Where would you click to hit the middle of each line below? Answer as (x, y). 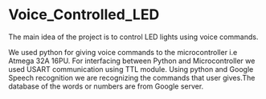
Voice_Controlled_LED (84, 15)
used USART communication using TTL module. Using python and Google (131, 69)
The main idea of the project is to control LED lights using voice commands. (133, 37)
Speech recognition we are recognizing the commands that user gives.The (132, 77)
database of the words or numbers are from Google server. (106, 86)
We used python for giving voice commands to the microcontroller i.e (123, 52)
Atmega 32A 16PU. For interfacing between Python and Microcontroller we (132, 61)
